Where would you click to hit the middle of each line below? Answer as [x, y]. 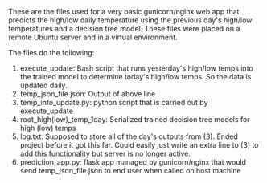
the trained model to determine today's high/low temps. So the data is [136, 77]
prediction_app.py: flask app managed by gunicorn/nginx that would [133, 162]
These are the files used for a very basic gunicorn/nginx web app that [124, 12]
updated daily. [43, 85]
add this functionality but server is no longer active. [105, 153]
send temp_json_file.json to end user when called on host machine [130, 171]
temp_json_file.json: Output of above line [88, 94]
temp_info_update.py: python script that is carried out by [114, 102]
